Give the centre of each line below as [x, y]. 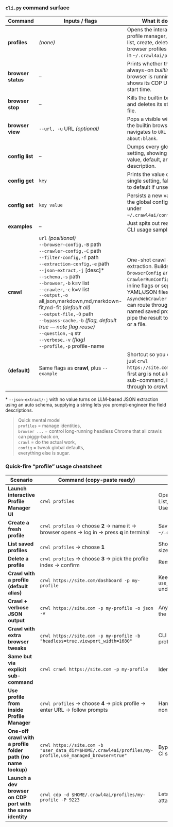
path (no [19, 756]
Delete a [18, 558]
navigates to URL [146, 132]
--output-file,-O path [66, 314]
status [16, 80]
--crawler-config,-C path [70, 251]
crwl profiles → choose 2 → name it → [88, 525]
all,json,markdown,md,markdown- [81, 301]
